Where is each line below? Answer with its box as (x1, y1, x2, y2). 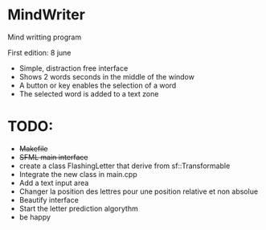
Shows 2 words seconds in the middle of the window (18, 72, 194, 81)
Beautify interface (18, 195, 80, 204)
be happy (18, 212, 51, 222)
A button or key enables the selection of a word (18, 80, 177, 90)
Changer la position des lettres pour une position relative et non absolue (18, 187, 259, 196)
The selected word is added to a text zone (18, 88, 159, 98)
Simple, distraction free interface (18, 63, 129, 73)
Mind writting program (7, 32, 82, 42)
